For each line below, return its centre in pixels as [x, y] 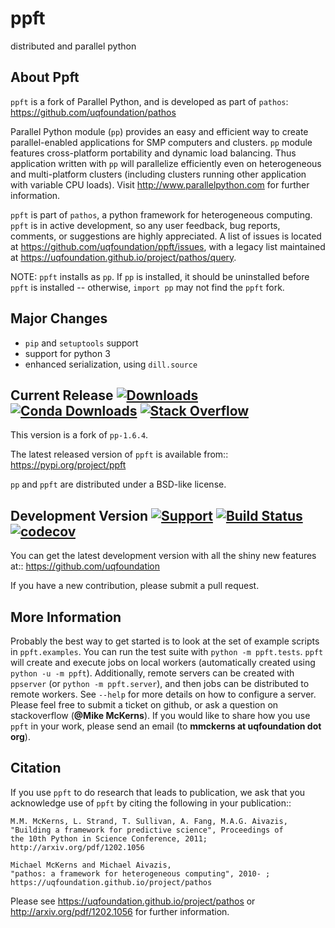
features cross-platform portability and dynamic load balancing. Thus [153, 153]
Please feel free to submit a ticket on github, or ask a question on [144, 705]
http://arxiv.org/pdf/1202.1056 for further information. [120, 911]
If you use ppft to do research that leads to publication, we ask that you [158, 792]
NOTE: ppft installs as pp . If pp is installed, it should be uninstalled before [160, 276]
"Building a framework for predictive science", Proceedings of [147, 830]
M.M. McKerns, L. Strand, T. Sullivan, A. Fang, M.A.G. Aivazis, [149, 821]
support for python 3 [67, 353]
